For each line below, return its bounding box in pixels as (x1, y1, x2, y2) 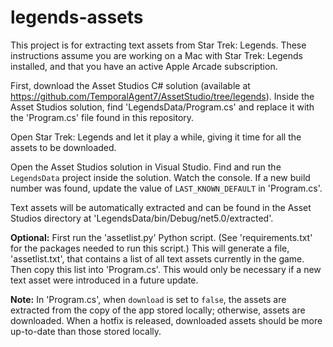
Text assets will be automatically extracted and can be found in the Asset (10, 201, 312, 213)
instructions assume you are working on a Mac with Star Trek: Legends (10, 49, 303, 61)
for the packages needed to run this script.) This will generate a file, (10, 242, 290, 254)
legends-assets (10, 6, 144, 29)
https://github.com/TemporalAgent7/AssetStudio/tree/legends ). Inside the (10, 90, 315, 102)
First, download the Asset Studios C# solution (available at (10, 79, 251, 91)
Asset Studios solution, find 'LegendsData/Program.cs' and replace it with (10, 101, 315, 113)
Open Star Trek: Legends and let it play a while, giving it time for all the (10, 131, 302, 143)
